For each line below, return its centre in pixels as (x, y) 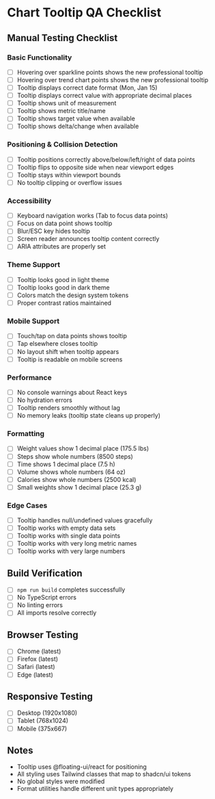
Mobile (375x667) (42, 728)
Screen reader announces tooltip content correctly (88, 239)
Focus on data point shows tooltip (64, 223)
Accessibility (29, 201)
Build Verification (45, 573)
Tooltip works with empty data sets (66, 528)
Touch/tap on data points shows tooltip (72, 336)
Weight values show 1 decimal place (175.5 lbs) (83, 448)
